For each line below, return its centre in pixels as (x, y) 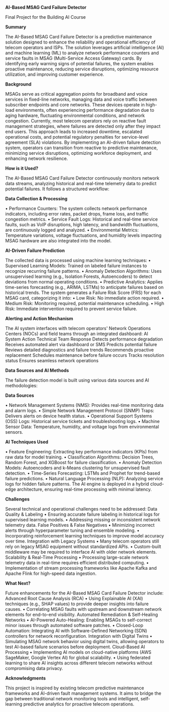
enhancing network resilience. (37, 158)
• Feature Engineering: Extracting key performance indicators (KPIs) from (81, 452)
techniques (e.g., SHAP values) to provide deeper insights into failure (77, 604)
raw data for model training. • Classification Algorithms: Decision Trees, (80, 457)
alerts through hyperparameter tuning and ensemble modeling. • (72, 530)
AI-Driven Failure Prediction (35, 250)
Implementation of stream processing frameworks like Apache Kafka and (81, 568)
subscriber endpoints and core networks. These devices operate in (75, 105)
